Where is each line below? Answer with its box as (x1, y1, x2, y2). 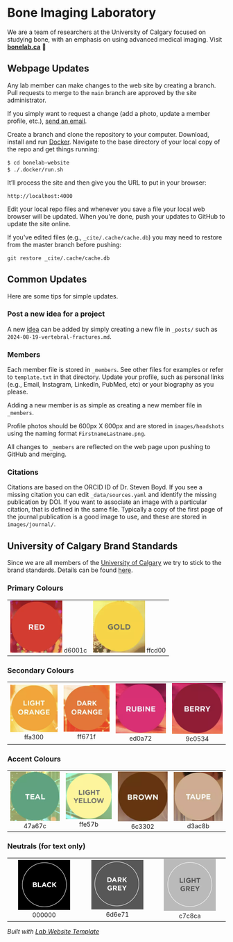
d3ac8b (187, 821, 210, 830)
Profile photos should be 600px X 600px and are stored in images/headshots (7, 422, 225, 430)
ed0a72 (129, 734, 153, 743)
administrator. (7, 96, 47, 104)
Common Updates (7, 274, 87, 285)
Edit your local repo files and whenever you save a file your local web (7, 205, 206, 213)
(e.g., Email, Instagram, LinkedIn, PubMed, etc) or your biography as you (7, 380, 214, 389)
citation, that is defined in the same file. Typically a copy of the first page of (7, 505, 223, 514)
